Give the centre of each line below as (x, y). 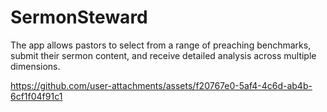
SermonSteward (79, 17)
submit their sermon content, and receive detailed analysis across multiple (163, 55)
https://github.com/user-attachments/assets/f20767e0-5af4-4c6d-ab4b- (161, 85)
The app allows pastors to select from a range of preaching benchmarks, (161, 45)
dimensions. (35, 66)
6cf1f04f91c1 (36, 96)
